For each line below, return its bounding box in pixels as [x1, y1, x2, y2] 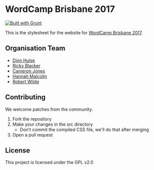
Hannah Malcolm [12, 73, 47, 79]
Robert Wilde [12, 78, 40, 84]
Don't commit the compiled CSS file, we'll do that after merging [19, 126, 149, 133]
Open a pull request [12, 132, 53, 138]
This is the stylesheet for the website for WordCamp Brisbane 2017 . [5, 29, 143, 35]
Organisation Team [5, 44, 66, 53]
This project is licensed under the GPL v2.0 [5, 160, 93, 166]
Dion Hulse [12, 57, 35, 63]
